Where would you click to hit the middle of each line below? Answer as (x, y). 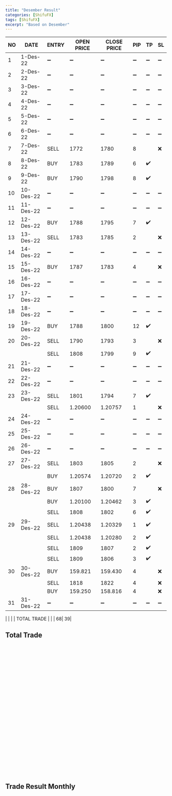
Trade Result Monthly (40, 786)
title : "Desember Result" (33, 10)
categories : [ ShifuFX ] (29, 15)
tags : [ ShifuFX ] (23, 20)
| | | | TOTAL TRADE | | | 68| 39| (38, 619)
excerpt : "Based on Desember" (38, 24)
